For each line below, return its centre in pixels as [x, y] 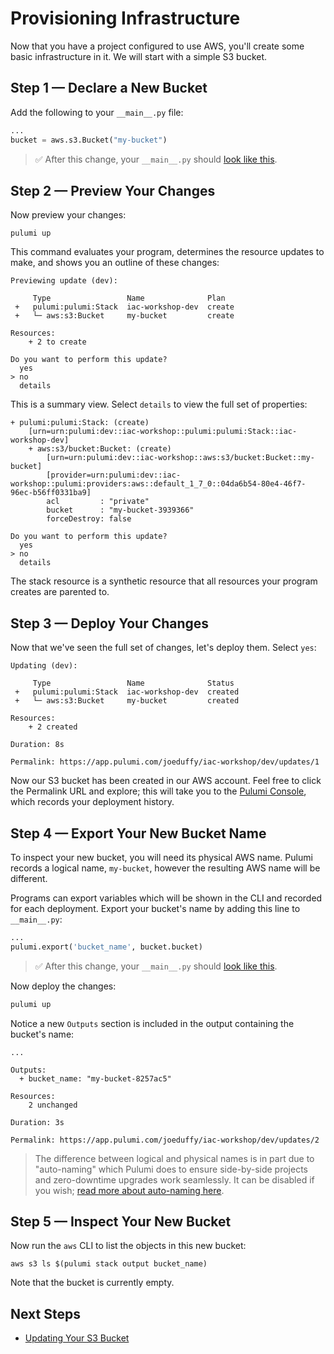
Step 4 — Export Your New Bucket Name [138, 833]
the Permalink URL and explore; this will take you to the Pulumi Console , [158, 791]
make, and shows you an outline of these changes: [115, 263]
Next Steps [45, 1313]
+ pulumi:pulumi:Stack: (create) [80, 423]
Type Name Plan [129, 298]
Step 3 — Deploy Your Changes [110, 623]
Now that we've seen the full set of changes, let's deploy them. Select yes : [163, 648]
